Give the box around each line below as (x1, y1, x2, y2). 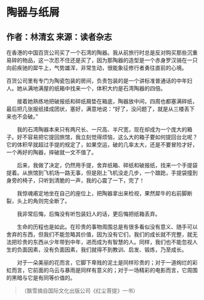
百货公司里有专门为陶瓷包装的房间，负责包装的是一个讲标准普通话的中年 (6, 77, 187, 84)
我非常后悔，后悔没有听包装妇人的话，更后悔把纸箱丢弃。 (16, 211, 161, 217)
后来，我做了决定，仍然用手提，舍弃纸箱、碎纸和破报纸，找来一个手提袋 (16, 162, 198, 169)
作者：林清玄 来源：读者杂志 (6, 32, 112, 42)
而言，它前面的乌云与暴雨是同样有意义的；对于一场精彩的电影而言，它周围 (11, 267, 198, 274)
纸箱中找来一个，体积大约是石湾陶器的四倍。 (53, 85, 166, 92)
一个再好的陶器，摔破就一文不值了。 (6, 148, 97, 156)
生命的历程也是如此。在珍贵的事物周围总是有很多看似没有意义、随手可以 (16, 223, 198, 230)
